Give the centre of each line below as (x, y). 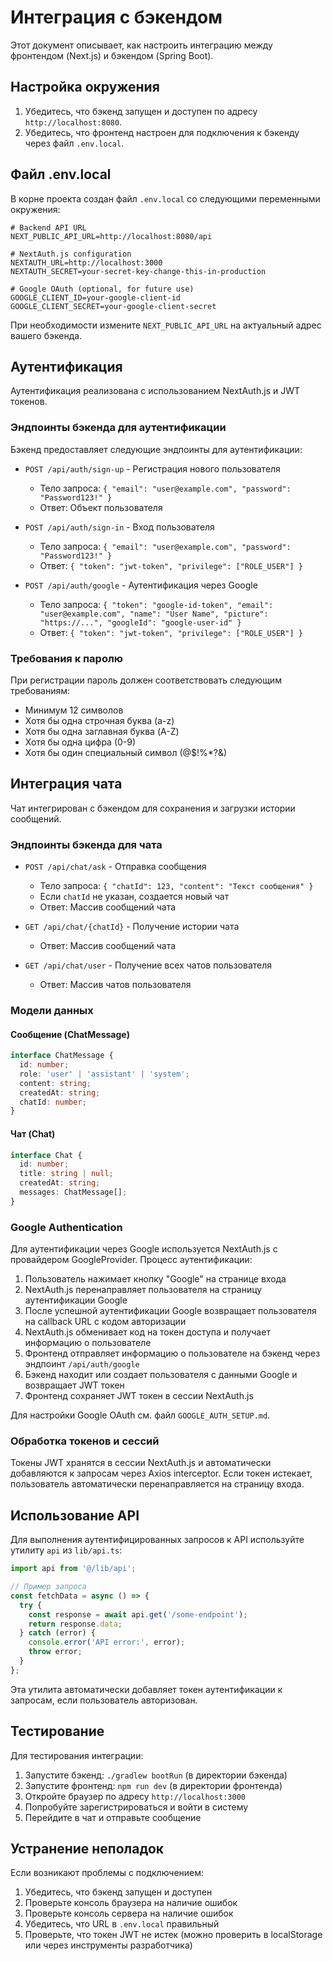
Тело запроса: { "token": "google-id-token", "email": (156, 604)
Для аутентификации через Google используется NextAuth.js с (144, 1249)
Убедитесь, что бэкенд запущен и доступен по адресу (141, 111)
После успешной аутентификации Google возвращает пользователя (170, 1311)
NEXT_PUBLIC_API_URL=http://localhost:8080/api (111, 236)
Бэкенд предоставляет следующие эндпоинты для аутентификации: (156, 449)
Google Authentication (66, 1227)
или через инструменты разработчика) (108, 1945)
